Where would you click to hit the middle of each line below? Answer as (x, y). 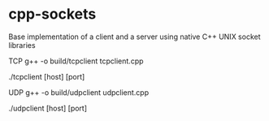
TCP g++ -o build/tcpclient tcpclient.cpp (76, 61)
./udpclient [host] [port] (48, 108)
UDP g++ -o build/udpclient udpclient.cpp (79, 92)
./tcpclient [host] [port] (47, 76)
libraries (22, 45)
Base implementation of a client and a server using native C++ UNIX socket (135, 37)
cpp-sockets (52, 14)
